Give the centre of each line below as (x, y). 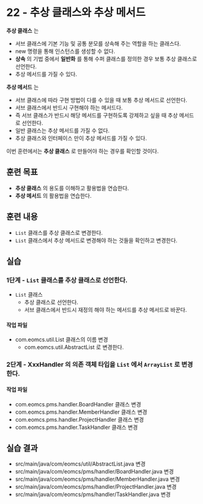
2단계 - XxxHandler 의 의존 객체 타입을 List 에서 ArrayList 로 (93, 365)
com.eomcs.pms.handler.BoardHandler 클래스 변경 (78, 404)
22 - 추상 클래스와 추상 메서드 (76, 13)
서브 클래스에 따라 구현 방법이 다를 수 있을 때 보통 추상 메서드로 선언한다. (101, 100)
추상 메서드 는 (23, 87)
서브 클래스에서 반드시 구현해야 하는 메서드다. (69, 107)
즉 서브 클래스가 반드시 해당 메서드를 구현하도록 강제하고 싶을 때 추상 (96, 115)
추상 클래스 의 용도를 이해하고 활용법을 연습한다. (72, 188)
